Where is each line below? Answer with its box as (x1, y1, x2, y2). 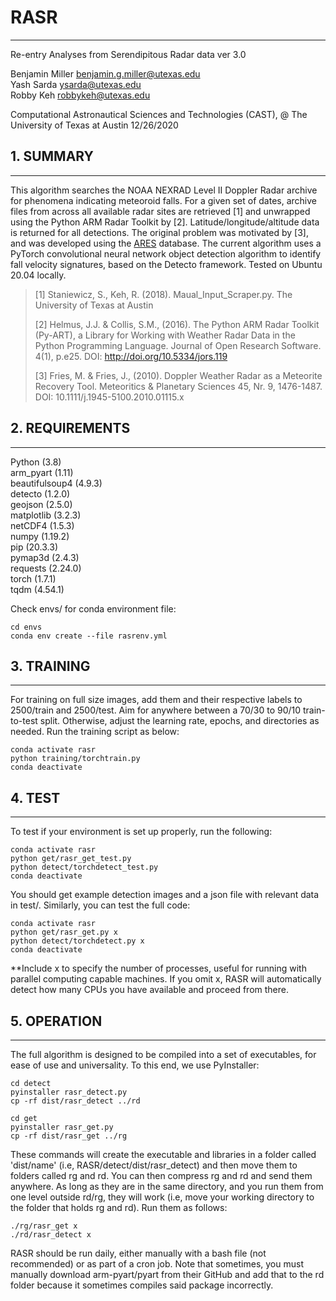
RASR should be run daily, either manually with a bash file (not (10, 1247, 267, 1259)
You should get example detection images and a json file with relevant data (10, 889, 320, 901)
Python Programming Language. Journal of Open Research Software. (34, 339, 322, 351)
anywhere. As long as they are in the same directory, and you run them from (10, 1181, 324, 1192)
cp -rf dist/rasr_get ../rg (10, 1131, 128, 1141)
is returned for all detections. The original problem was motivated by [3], (10, 226, 309, 238)
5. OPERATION (10, 1012, 103, 1030)
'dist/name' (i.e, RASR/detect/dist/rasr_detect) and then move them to (10, 1159, 298, 1171)
